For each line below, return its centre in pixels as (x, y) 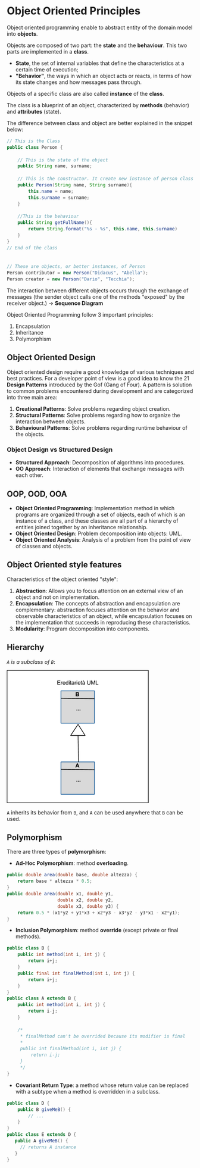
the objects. (30, 434)
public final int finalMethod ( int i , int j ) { (76, 973)
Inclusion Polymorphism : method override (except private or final (97, 930)
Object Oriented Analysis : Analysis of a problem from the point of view (103, 539)
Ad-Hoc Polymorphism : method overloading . (72, 863)
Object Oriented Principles (74, 11)
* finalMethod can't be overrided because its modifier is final (103, 1036)
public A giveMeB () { (41, 1141)
